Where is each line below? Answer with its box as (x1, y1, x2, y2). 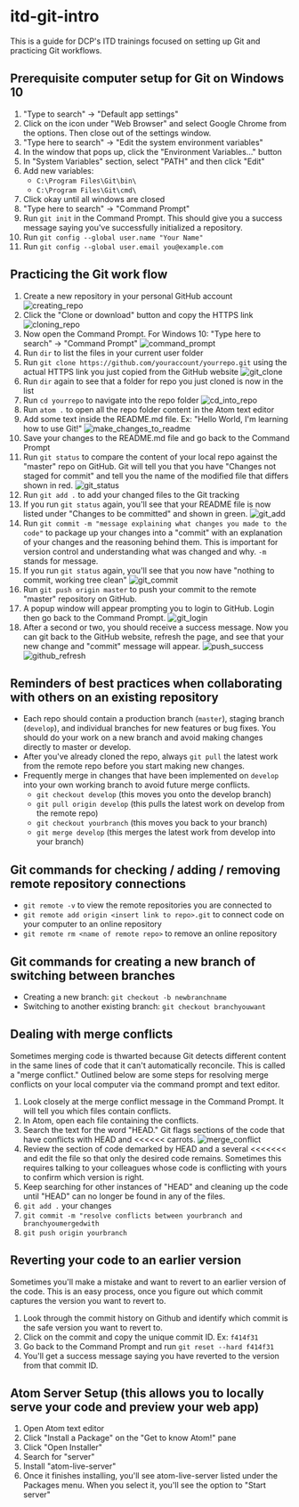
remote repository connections (10, 876, 186, 892)
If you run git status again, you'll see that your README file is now (22, 499, 271, 509)
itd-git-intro (10, 6, 100, 27)
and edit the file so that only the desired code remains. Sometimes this (22, 1153, 282, 1163)
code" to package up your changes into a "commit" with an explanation (22, 527, 283, 538)
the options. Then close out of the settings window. (22, 127, 212, 138)
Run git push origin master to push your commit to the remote (22, 583, 257, 594)
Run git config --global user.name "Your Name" (22, 232, 204, 242)
